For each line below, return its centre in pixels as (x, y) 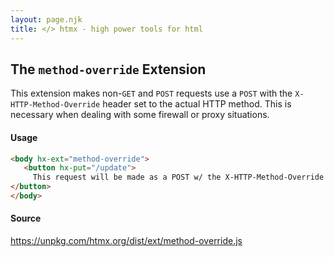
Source (26, 218)
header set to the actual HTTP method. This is (197, 104)
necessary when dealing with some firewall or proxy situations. (140, 115)
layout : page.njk (46, 19)
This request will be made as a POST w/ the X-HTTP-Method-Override (178, 177)
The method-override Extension (108, 69)
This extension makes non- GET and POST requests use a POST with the (151, 93)
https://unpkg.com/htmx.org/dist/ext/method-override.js (126, 241)
